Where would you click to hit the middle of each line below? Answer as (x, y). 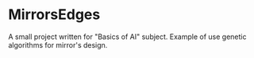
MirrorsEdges (54, 15)
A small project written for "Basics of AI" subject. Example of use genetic (127, 37)
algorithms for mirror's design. (58, 44)
